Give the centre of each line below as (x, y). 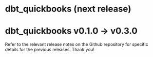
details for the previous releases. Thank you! (50, 50)
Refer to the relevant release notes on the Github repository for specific (77, 44)
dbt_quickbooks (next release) (68, 9)
